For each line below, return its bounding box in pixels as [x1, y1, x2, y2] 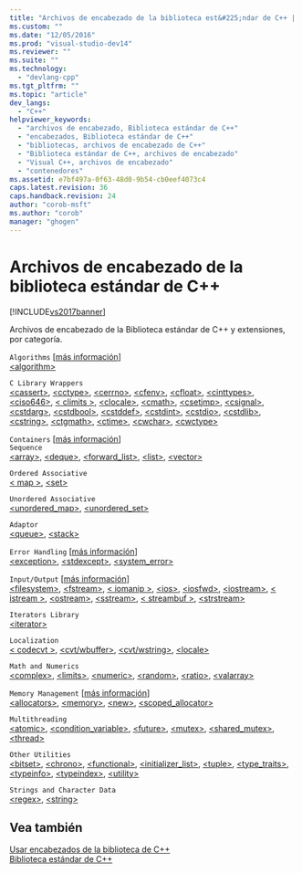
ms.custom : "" [9, 22, 64, 31]
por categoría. [9, 333, 63, 344]
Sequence [9, 443, 43, 452]
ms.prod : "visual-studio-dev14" [9, 38, 132, 48]
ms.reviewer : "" [9, 47, 71, 57]
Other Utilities [9, 750, 71, 759]
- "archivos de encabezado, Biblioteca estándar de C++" [17, 124, 239, 133]
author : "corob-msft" [9, 200, 92, 210]
